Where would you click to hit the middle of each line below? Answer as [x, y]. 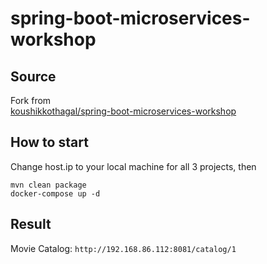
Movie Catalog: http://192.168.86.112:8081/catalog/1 [123, 248]
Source [33, 76]
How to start [49, 142]
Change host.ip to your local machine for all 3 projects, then [133, 166]
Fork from [31, 100]
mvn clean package [48, 185]
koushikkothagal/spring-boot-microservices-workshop [123, 111]
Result [31, 224]
